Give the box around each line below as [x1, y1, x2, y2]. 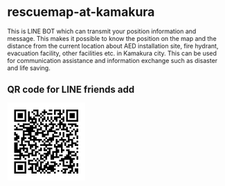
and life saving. [7, 64, 51, 72]
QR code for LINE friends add [7, 84, 135, 95]
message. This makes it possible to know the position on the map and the [7, 34, 217, 42]
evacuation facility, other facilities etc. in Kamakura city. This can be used [7, 49, 217, 57]
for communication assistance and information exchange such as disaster [7, 56, 218, 64]
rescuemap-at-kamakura [7, 4, 155, 20]
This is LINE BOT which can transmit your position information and [7, 27, 197, 35]
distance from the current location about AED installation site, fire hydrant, [7, 41, 219, 50]
